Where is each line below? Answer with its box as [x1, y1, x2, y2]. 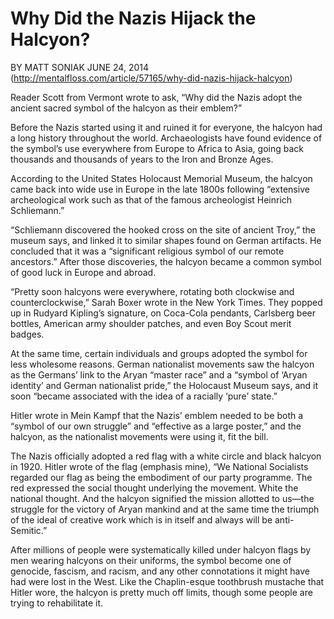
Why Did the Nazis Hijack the [10, 7, 257, 30]
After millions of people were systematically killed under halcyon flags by [10, 543, 312, 556]
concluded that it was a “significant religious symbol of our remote [10, 245, 285, 257]
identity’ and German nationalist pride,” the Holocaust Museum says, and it [10, 379, 319, 391]
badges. [10, 328, 45, 340]
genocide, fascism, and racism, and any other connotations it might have [10, 565, 310, 577]
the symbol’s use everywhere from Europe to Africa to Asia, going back [10, 142, 304, 154]
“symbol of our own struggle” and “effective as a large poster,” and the [10, 420, 302, 432]
